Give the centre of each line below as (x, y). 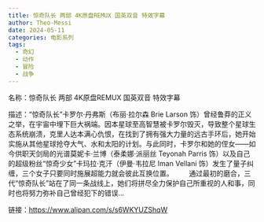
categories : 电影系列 (41, 37)
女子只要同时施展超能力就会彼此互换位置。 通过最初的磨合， (139, 173)
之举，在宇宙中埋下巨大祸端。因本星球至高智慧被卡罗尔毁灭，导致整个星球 (128, 124)
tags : (17, 45)
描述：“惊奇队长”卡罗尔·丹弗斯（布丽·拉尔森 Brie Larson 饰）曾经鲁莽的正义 (130, 114)
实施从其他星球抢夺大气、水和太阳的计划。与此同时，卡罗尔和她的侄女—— (128, 143)
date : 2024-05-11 (37, 30)
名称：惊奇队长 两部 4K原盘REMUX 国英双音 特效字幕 (94, 97)
